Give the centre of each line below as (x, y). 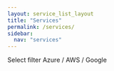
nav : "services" (38, 40)
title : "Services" (35, 20)
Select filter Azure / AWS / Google (57, 60)
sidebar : (20, 33)
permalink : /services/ (41, 27)
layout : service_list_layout (51, 14)
